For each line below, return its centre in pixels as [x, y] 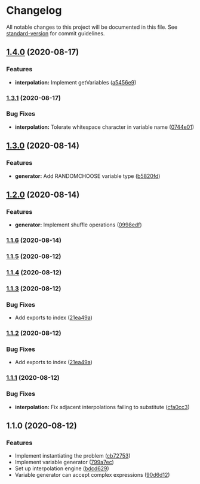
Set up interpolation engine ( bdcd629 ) [62, 468]
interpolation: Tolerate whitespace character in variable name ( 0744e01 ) [104, 127]
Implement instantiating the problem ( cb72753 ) [73, 456]
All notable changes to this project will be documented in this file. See [92, 27]
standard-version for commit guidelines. [56, 33]
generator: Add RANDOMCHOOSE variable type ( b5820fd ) [87, 176]
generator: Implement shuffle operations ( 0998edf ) [78, 225]
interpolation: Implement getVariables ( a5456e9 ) [76, 82]
